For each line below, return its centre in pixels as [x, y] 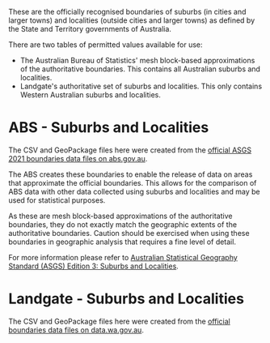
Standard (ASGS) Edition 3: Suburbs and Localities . [94, 266]
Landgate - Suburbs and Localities [127, 299]
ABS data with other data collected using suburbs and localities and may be [134, 191]
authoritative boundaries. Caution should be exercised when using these [129, 233]
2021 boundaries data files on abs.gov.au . [78, 158]
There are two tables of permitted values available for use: [106, 45]
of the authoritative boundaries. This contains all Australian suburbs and [140, 69]
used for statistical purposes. [57, 200]
